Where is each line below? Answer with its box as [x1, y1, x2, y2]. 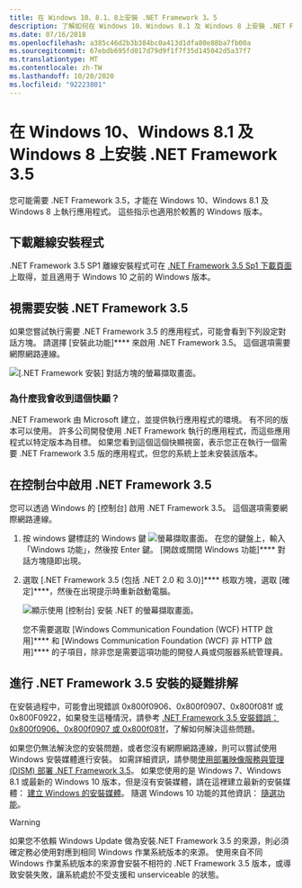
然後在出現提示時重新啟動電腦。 [57, 586, 175, 596]
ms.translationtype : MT [9, 55, 99, 64]
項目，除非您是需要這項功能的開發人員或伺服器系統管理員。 [67, 647, 288, 658]
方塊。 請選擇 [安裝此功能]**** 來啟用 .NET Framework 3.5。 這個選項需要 [16, 337, 291, 348]
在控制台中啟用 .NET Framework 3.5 [9, 477, 213, 492]
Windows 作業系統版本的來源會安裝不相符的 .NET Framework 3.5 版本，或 [9, 858, 284, 869]
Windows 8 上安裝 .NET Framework [9, 144, 278, 165]
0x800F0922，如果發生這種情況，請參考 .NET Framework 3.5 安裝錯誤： [9, 713, 280, 723]
